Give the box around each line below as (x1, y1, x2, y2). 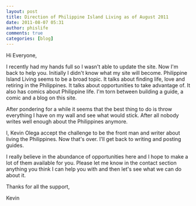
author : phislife (6, 25, 49, 31)
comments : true (6, 30, 43, 36)
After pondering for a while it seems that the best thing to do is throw (6, 106, 173, 112)
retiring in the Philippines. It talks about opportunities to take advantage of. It (6, 82, 191, 88)
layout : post (6, 8, 38, 15)
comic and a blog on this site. (6, 94, 77, 101)
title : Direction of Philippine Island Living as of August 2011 (6, 14, 169, 20)
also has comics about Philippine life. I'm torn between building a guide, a (6, 88, 184, 95)
